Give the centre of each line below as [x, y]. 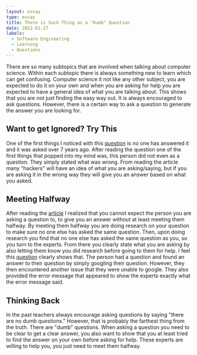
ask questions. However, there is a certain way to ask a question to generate [98, 104]
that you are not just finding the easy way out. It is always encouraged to [94, 98]
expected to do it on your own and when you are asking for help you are [93, 85]
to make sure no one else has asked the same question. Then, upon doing [96, 232]
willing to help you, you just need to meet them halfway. [74, 346]
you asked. [19, 181]
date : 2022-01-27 [27, 28]
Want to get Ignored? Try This [62, 129]
